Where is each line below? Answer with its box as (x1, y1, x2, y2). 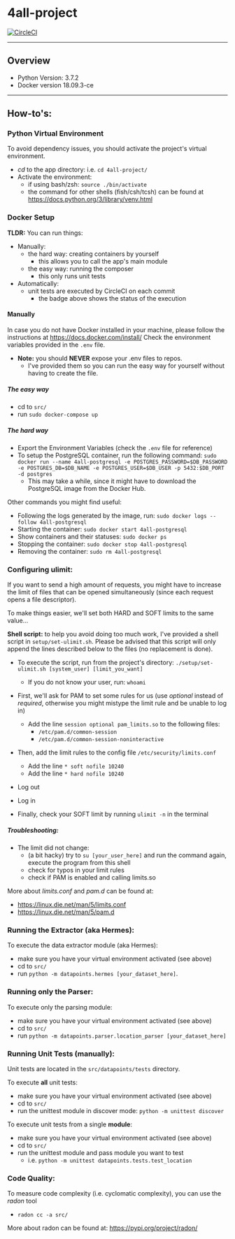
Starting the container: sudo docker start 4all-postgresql (17, 524, 187, 533)
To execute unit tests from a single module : (7, 1120, 133, 1129)
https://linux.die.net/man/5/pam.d (17, 908, 115, 917)
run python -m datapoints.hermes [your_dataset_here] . (17, 970, 178, 978)
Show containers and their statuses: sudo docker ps (17, 532, 167, 540)
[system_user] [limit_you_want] (48, 666, 143, 673)
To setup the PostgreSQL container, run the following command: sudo (17, 451, 217, 459)
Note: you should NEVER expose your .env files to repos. (17, 354, 183, 362)
